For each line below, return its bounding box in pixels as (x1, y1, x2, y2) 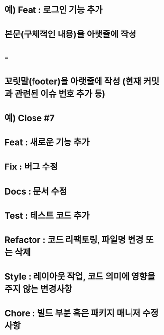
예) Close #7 (4, 112, 55, 124)
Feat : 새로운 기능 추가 (4, 137, 90, 148)
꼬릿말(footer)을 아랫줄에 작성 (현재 (4, 76, 141, 87)
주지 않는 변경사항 (4, 284, 72, 295)
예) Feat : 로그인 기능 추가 (4, 4, 103, 16)
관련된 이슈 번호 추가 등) (14, 88, 106, 99)
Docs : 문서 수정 (4, 186, 67, 197)
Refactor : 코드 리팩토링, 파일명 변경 (4, 234, 144, 245)
